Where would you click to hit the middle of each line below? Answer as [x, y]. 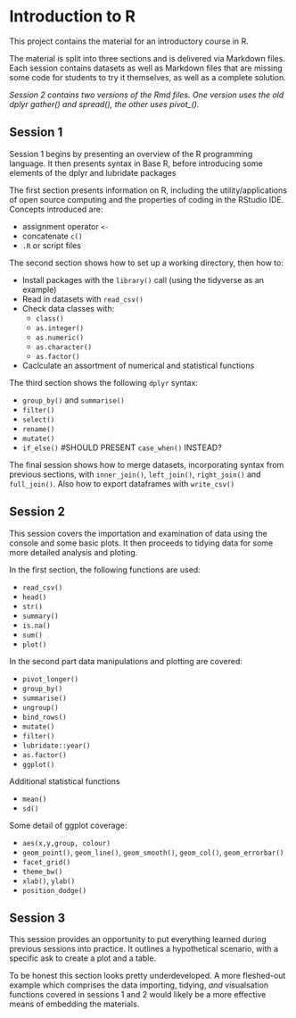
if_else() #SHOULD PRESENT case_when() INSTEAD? [122, 447]
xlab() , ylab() [49, 880]
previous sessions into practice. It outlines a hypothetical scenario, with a [144, 949]
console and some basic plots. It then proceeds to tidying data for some [141, 543]
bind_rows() [44, 717]
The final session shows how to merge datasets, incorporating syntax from [147, 464]
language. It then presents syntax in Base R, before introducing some [136, 163]
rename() [38, 429]
